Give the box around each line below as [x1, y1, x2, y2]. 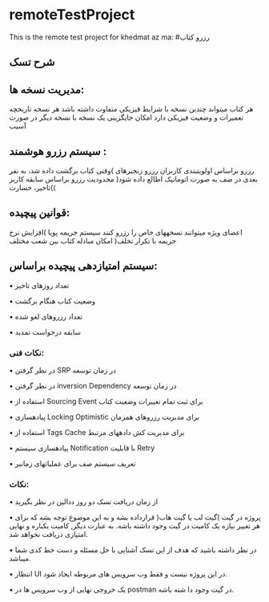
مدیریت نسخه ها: [9, 83, 85, 96]
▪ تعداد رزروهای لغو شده [9, 311, 83, 321]
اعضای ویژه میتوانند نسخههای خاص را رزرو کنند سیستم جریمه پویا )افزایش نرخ [9, 227, 243, 237]
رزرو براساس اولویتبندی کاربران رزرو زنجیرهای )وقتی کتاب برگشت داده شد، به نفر [9, 165, 255, 175]
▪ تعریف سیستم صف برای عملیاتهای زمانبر [9, 458, 136, 468]
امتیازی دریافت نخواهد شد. [9, 530, 89, 539]
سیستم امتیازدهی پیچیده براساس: [9, 259, 159, 273]
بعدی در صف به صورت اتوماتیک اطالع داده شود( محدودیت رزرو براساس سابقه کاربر [9, 174, 259, 184]
